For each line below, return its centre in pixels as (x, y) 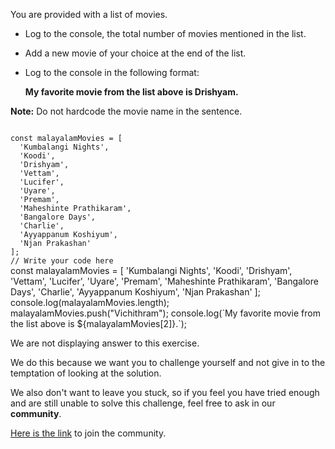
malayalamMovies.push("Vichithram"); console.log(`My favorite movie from (165, 313)
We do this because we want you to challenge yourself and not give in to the (168, 362)
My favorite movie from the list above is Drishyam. (131, 92)
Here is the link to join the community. (88, 433)
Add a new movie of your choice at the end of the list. (135, 53)
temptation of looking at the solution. (86, 373)
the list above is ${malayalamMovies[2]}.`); (99, 323)
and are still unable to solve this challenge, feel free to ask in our (143, 403)
